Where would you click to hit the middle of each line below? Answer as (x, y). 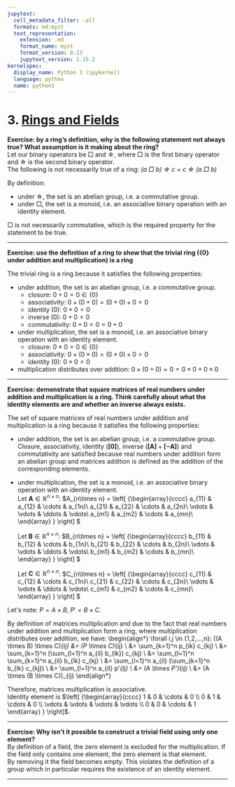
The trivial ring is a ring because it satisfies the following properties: (105, 274)
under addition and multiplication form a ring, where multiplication (102, 631)
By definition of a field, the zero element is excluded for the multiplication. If (116, 747)
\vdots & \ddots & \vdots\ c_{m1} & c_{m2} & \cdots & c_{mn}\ (105, 589)
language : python (39, 79)
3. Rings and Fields (63, 120)
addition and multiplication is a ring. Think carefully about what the (107, 397)
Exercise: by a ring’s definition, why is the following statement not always (116, 140)
